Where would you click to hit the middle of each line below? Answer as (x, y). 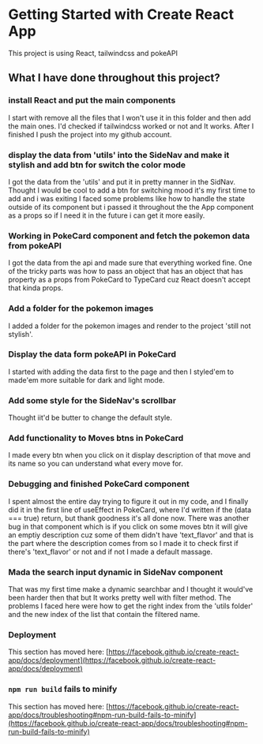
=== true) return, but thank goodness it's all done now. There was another (129, 518)
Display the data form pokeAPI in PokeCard (92, 354)
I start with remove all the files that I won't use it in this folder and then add (130, 118)
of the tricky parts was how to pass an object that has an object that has (126, 271)
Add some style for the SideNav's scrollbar (92, 400)
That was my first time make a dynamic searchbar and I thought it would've (131, 589)
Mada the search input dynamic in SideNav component (116, 572)
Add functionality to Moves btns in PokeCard (96, 438)
